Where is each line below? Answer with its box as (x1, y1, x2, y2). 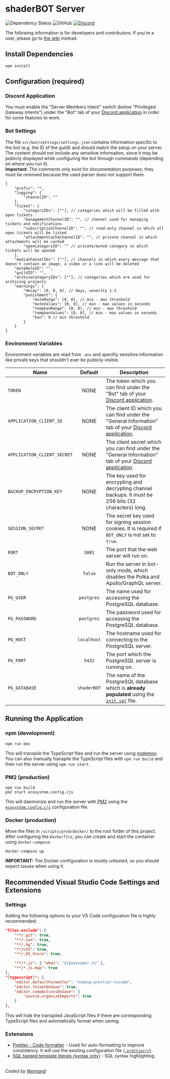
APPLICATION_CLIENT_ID (8, 418, 62, 424)
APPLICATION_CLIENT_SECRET (8, 452, 73, 458)
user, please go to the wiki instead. (5, 35, 78, 41)
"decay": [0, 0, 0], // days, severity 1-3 (23, 288, 116, 293)
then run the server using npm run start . (5, 761, 90, 767)
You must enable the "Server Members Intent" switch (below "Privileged (5, 104, 156, 110)
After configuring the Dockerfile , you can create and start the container (5, 833, 155, 840)
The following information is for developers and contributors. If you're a (5, 29, 154, 36)
